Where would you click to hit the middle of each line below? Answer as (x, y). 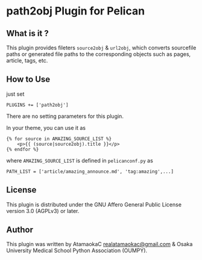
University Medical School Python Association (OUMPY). (77, 250)
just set (15, 94)
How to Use (28, 79)
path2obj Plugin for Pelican (76, 11)
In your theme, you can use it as (46, 128)
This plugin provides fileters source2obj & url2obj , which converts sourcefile (101, 48)
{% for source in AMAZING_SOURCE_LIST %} (59, 139)
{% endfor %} (23, 149)
